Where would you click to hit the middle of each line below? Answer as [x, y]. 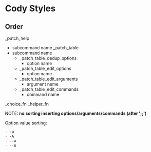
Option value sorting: [26, 123]
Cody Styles [30, 9]
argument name [42, 84]
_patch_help [17, 38]
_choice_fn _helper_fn [27, 104]
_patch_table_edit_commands [49, 89]
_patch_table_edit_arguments [48, 79]
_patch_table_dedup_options [48, 58]
